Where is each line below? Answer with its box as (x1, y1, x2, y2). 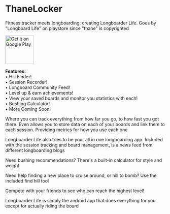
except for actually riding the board (5, 203, 79, 209)
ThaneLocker (5, 3, 62, 15)
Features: (5, 68, 26, 74)
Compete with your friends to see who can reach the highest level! (5, 188, 145, 194)
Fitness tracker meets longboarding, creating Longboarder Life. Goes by (5, 20, 156, 26)
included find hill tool (5, 177, 49, 184)
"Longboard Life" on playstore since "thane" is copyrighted (5, 25, 129, 31)
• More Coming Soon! (5, 106, 51, 112)
